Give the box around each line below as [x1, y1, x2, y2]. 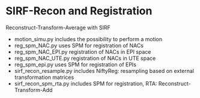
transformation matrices [14, 73, 74, 81]
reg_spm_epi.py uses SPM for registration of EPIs [14, 61, 136, 68]
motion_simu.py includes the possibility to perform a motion [14, 35, 163, 42]
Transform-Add [14, 86, 53, 93]
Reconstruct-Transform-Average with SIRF [5, 24, 111, 31]
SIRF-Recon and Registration [5, 4, 153, 18]
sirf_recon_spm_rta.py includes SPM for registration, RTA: [14, 79, 157, 87]
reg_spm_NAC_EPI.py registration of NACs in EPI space [14, 48, 151, 55]
